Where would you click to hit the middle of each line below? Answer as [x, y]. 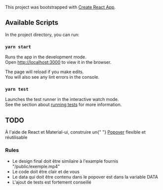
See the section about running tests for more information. [63, 105]
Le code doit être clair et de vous [46, 171]
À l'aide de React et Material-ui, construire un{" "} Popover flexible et [75, 132]
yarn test [17, 89]
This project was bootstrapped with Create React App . [61, 7]
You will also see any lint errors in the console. [52, 77]
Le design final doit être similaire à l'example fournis [65, 161]
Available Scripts [32, 23]
